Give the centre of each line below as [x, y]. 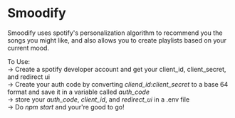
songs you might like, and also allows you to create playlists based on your [117, 40]
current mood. [28, 48]
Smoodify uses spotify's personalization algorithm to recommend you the [115, 33]
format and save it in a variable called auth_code [79, 92]
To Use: [19, 61]
